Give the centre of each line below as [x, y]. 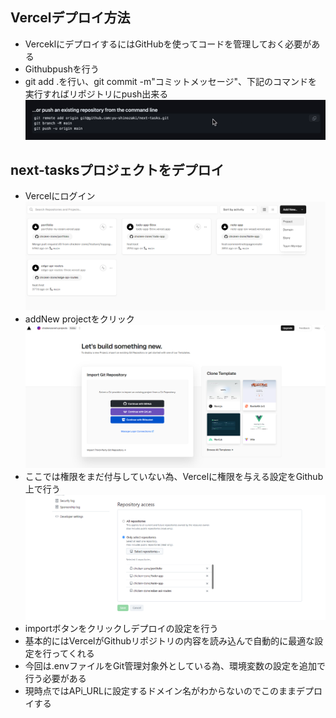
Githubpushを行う [62, 69]
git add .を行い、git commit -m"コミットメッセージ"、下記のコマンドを [171, 81]
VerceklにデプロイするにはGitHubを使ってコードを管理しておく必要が [168, 44]
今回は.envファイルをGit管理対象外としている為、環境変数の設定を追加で [175, 665]
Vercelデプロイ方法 [70, 18]
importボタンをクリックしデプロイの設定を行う [121, 628]
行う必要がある [55, 678]
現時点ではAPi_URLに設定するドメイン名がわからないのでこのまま [160, 690]
